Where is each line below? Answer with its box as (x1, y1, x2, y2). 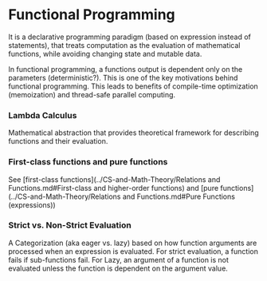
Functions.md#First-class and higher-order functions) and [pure (8, 183, 219, 192)
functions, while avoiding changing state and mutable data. (8, 49, 202, 58)
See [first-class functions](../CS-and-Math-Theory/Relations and (8, 174, 221, 184)
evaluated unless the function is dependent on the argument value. (8, 263, 229, 273)
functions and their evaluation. (8, 137, 108, 146)
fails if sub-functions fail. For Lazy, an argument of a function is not (8, 255, 230, 264)
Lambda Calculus (8, 109, 77, 121)
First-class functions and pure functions (8, 156, 168, 168)
